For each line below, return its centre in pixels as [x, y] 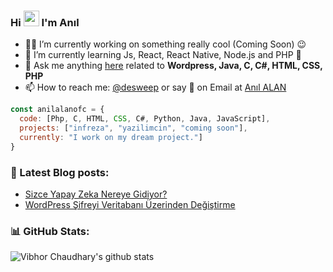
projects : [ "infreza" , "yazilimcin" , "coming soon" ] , [133, 128]
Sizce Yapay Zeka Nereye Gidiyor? [96, 194]
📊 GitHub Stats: [50, 231]
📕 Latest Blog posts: [60, 172]
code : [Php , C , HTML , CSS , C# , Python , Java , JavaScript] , [145, 119]
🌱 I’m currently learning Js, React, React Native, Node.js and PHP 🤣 [163, 55]
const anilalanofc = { [57, 110]
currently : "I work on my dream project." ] [111, 137]
